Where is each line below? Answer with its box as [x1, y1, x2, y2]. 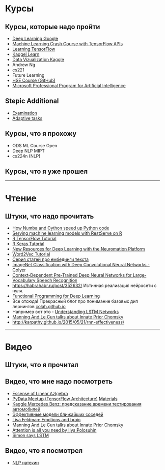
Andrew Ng [12, 62, 35, 67]
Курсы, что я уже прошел [5, 167, 88, 176]
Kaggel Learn [12, 51, 40, 57]
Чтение [5, 192, 37, 204]
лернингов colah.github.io [12, 304, 66, 310]
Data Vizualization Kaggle [12, 57, 65, 62]
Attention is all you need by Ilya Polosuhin [12, 427, 97, 433]
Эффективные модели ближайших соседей [12, 411, 104, 417]
